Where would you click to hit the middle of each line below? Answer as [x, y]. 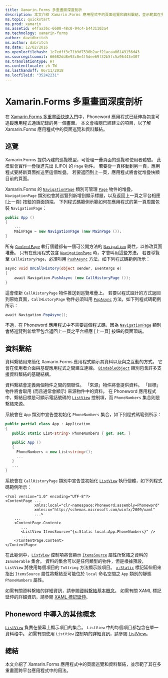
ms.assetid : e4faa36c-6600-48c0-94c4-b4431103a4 [57, 29]
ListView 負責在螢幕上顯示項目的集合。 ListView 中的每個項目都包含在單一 [82, 627]
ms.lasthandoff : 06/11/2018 [34, 71]
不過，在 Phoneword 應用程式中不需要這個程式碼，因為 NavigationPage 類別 [83, 325]
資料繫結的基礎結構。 [31, 374]
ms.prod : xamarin [23, 24]
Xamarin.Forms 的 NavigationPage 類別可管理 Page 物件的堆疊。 [70, 189]
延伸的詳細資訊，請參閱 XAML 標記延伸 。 [48, 597]
